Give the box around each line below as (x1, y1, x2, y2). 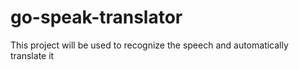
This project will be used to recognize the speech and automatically (10, 39, 289, 51)
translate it (10, 49, 55, 61)
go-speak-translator (10, 6, 183, 29)
